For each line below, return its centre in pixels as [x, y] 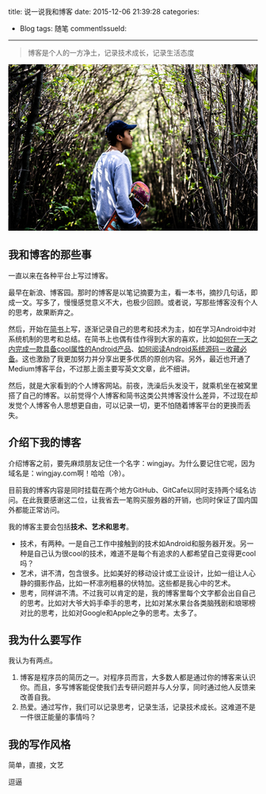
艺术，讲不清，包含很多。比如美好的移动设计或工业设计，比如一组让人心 [137, 573]
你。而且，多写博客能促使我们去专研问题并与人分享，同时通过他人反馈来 [137, 687]
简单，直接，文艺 [36, 765]
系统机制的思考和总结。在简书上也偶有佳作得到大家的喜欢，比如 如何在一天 [129, 338]
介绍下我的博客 [45, 443]
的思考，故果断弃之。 [43, 312]
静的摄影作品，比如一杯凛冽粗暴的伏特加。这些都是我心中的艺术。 [127, 583]
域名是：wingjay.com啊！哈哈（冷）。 [68, 473]
